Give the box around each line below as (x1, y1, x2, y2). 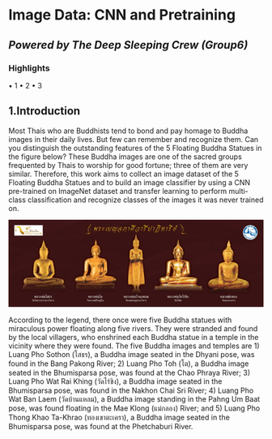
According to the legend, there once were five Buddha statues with (8, 315, 232, 325)
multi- (228, 186, 249, 196)
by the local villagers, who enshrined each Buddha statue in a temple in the (8, 333, 259, 342)
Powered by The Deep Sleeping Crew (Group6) (8, 38, 249, 52)
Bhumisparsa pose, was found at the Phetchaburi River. (8, 422, 193, 432)
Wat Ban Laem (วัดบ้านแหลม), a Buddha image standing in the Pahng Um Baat (8, 394, 261, 404)
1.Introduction (8, 104, 81, 118)
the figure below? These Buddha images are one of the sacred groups (8, 152, 243, 161)
